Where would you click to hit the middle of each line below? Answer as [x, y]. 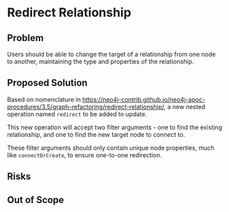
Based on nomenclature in [44, 99]
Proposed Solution [47, 83]
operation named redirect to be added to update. [77, 114]
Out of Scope [36, 200]
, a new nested [185, 107]
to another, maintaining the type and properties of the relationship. [100, 62]
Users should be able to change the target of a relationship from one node [111, 54]
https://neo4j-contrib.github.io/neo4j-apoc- [144, 99]
